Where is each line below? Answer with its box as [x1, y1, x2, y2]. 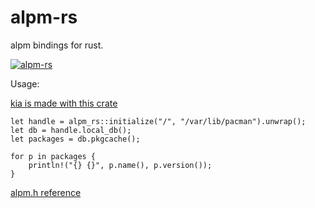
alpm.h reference [10, 186, 82, 198]
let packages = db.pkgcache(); [10, 134, 141, 144]
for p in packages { [10, 151, 97, 161]
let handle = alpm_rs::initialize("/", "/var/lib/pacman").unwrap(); [10, 116, 307, 126]
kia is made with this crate [10, 97, 118, 109]
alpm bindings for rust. [10, 39, 104, 51]
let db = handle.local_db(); [10, 125, 132, 135]
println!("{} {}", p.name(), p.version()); [28, 160, 213, 170]
